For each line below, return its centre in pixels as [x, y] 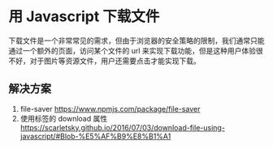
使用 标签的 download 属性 [64, 118]
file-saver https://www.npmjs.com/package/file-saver [110, 109]
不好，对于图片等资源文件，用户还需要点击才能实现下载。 [104, 61]
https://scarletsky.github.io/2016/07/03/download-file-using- [123, 127]
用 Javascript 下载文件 [84, 17]
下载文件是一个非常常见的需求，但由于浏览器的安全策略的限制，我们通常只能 [136, 40]
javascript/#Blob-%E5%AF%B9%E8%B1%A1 [95, 136]
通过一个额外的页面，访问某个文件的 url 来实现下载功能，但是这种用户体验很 [136, 50]
